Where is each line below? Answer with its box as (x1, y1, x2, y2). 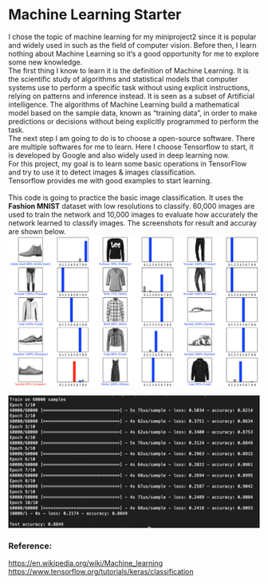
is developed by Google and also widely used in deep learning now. (8, 150, 230, 160)
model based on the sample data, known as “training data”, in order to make (8, 108, 258, 117)
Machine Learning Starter (8, 6, 182, 24)
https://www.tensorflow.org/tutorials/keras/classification (8, 567, 194, 577)
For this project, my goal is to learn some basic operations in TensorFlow (8, 159, 247, 168)
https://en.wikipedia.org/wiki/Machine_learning (8, 559, 164, 568)
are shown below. (8, 226, 66, 236)
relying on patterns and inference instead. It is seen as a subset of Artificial (8, 91, 255, 100)
